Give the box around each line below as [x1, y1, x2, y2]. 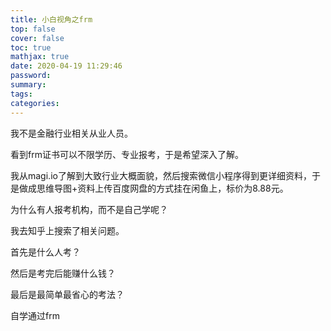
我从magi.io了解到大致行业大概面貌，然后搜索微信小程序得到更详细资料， [10, 169, 312, 181]
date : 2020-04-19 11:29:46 [10, 61, 123, 71]
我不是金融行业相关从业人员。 [10, 127, 133, 139]
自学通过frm [10, 309, 60, 321]
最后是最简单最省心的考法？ [10, 288, 125, 300]
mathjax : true [10, 52, 70, 62]
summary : [10, 80, 47, 90]
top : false [10, 24, 56, 34]
